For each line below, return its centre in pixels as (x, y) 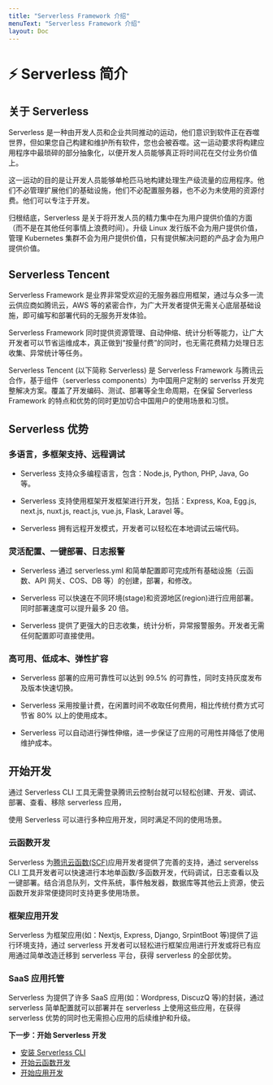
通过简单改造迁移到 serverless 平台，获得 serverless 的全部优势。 (125, 955)
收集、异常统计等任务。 (48, 353)
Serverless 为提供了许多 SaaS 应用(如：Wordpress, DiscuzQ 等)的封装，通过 (136, 998)
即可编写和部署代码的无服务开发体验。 (87, 316)
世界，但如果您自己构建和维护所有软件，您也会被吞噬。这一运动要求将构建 (133, 142)
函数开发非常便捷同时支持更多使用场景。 (76, 892)
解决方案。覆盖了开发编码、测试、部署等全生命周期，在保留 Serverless (134, 390)
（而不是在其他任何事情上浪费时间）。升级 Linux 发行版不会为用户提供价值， (135, 228)
